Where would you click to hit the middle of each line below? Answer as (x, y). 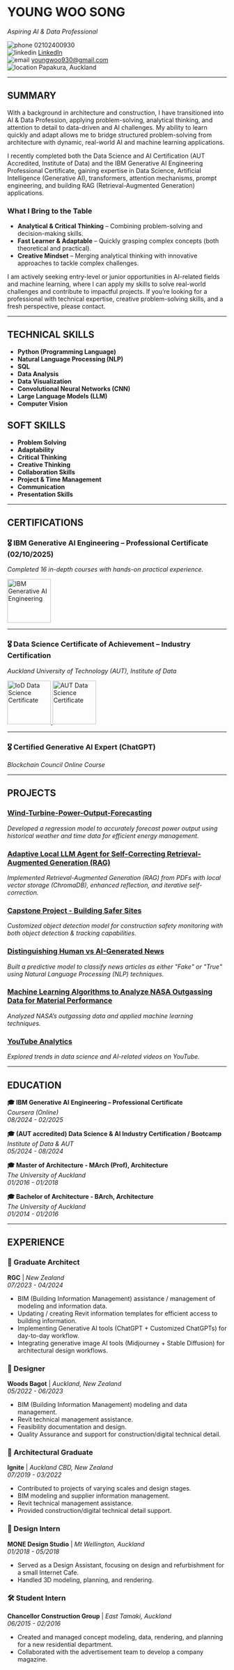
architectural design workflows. (62, 1350)
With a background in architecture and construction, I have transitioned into (116, 112)
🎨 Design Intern (34, 1529)
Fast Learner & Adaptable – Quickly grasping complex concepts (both (118, 241)
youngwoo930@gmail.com (70, 59)
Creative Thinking (44, 464)
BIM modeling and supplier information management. (94, 1496)
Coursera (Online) (33, 1112)
